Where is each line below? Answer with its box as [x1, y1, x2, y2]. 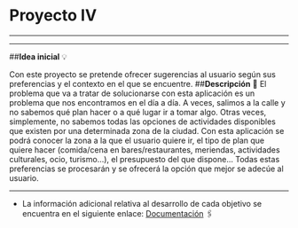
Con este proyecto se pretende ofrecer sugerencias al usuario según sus [9, 68, 277, 80]
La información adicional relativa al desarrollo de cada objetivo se [21, 198, 263, 208]
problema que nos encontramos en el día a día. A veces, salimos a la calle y [9, 97, 286, 107]
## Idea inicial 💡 [9, 51, 68, 62]
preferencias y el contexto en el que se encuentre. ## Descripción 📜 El [9, 78, 267, 89]
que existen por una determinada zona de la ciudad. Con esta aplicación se [9, 125, 285, 136]
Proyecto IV [9, 5, 98, 26]
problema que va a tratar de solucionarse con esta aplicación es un [9, 88, 255, 98]
